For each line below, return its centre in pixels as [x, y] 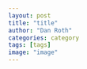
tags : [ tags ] [30, 45]
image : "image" [33, 52]
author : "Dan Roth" [40, 30]
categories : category [44, 38]
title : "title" [33, 23]
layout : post [30, 15]
